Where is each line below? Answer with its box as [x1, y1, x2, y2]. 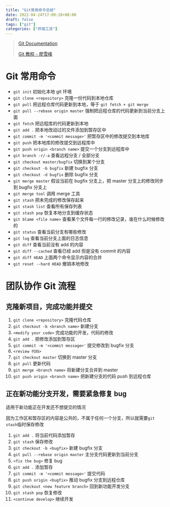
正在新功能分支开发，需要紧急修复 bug [6, 390, 127, 398]
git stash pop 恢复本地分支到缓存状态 [13, 210, 93, 216]
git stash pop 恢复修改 [13, 489, 62, 495]
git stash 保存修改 [13, 438, 53, 444]
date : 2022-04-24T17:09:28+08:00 [6, 12, 77, 17]
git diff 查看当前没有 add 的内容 [13, 242, 83, 248]
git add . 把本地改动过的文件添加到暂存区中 [13, 127, 107, 133]
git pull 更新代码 [13, 361, 51, 367]
